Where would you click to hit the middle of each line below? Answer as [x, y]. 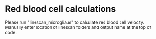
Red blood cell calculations [61, 9]
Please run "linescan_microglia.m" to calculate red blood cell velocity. [75, 22]
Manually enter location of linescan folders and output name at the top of [78, 27]
